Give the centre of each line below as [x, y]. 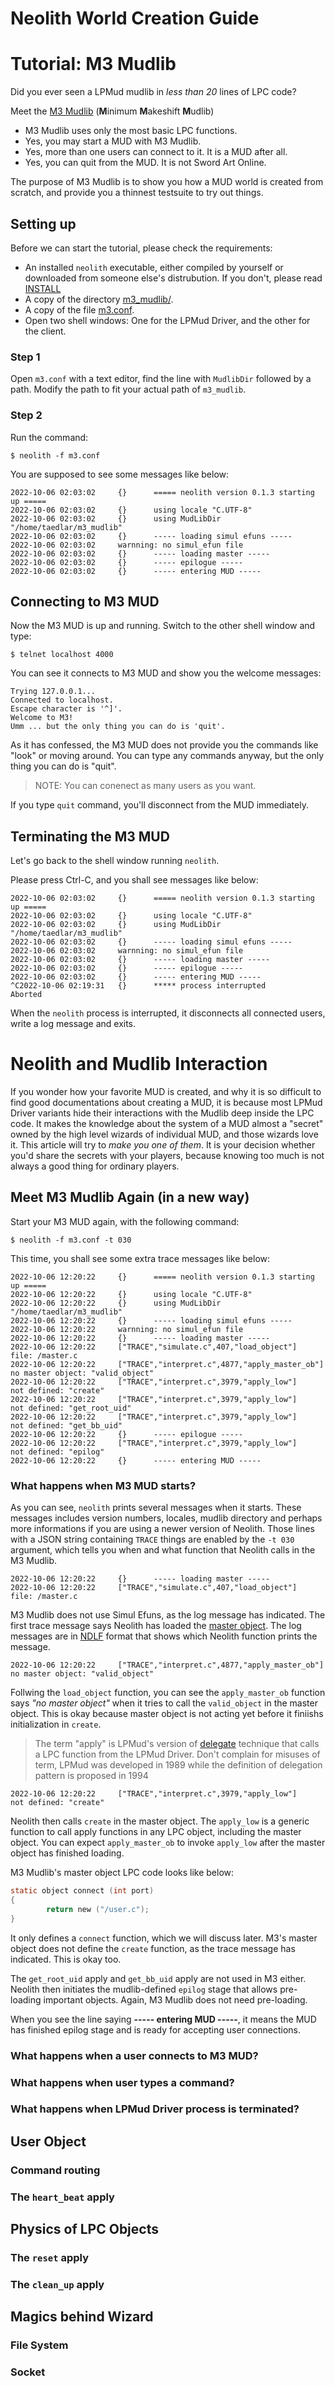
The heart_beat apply [62, 2197]
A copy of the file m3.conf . [79, 309]
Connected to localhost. [62, 700]
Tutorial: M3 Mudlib [93, 64]
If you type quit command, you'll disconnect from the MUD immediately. [159, 805]
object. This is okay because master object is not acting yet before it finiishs [167, 1714]
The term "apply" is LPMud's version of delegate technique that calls [177, 1744]
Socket [28, 2372]
